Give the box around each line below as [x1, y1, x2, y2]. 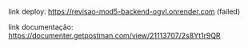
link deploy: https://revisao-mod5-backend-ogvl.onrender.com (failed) [8, 7, 241, 16]
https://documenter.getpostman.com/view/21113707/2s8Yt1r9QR [8, 31, 222, 40]
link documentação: [8, 22, 74, 31]
